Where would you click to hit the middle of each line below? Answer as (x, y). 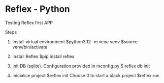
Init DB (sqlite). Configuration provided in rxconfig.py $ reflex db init (81, 66)
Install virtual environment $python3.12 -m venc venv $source (75, 41)
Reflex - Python (38, 9)
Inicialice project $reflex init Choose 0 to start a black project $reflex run (86, 75)
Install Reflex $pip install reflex (43, 56)
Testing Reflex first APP (29, 23)
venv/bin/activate (30, 47)
